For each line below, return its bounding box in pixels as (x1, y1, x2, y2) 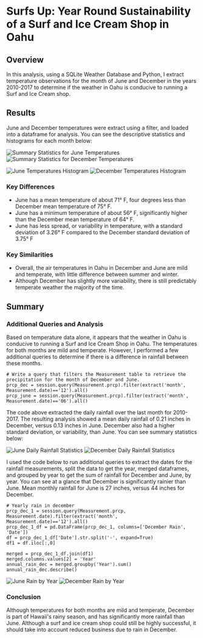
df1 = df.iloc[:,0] (6, 540, 56, 546)
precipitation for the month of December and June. (6, 377, 140, 383)
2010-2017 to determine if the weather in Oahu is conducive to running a (6, 84, 188, 91)
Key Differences (6, 182, 55, 190)
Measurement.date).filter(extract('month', (6, 513, 119, 520)
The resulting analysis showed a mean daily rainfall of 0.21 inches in (20, 415, 191, 422)
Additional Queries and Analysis (6, 319, 103, 328)
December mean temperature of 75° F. (15, 203, 112, 210)
